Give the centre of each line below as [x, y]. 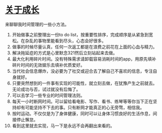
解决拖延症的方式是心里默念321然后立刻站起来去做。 [65, 53]
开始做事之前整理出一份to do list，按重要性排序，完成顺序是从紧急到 [81, 34]
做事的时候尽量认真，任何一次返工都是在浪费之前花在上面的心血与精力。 [84, 47]
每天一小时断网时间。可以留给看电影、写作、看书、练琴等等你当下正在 [82, 101]
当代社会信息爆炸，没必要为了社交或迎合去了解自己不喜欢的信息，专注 [82, 71]
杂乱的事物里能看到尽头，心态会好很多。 [65, 41]
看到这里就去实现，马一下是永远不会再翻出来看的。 [63, 125]
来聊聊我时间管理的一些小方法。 [37, 24]
